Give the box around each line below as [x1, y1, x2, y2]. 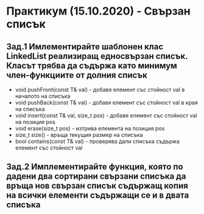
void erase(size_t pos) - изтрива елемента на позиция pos [15, 125, 165, 132]
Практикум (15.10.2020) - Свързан [6, 4, 191, 18]
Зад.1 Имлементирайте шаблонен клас [6, 41, 164, 52]
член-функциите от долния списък [6, 70, 148, 80]
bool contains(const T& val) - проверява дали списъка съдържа [15, 138, 180, 145]
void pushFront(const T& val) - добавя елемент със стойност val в [15, 86, 185, 93]
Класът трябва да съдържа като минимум [6, 60, 178, 71]
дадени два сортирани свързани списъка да [6, 171, 186, 182]
